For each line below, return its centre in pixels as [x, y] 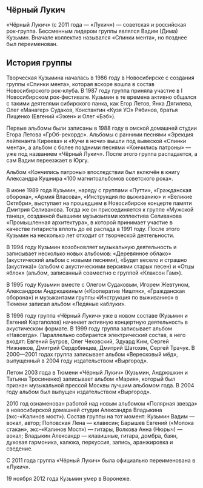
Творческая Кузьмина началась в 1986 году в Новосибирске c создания [100, 78]
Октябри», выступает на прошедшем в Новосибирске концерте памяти [99, 203]
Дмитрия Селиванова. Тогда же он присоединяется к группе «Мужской [100, 209]
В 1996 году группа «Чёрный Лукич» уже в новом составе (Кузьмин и [97, 315]
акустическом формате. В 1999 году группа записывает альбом [89, 328]
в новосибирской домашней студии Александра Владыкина [84, 410]
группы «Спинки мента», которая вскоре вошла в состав [80, 84]
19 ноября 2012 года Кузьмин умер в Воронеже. [69, 478]
